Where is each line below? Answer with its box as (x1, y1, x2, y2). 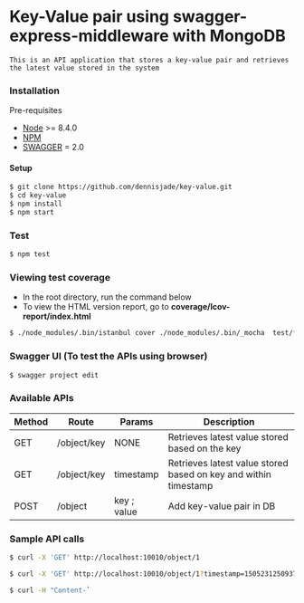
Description (203, 415, 255, 427)
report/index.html (22, 311, 92, 322)
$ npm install (9, 199, 63, 209)
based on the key (167, 442, 242, 455)
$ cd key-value (9, 191, 67, 200)
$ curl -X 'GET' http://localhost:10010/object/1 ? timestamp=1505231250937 (9, 569, 298, 579)
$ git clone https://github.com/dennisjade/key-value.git (9, 183, 233, 192)
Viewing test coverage (9, 272, 111, 284)
